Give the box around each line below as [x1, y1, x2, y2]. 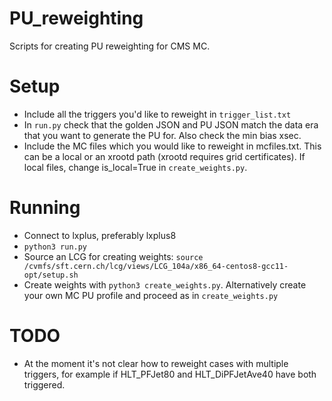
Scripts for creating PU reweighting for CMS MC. [9, 40, 211, 52]
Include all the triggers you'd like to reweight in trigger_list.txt [23, 108, 292, 120]
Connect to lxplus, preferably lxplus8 [23, 229, 177, 241]
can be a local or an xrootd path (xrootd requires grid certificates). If [23, 150, 306, 162]
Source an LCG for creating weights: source [23, 250, 204, 262]
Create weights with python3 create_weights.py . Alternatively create [23, 278, 307, 291]
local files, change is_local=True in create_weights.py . [23, 161, 248, 173]
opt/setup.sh [23, 270, 79, 280]
